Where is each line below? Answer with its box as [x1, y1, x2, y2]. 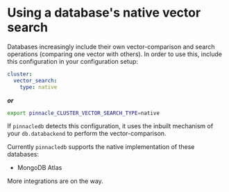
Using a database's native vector [7, 5, 201, 21]
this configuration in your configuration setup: [7, 57, 139, 65]
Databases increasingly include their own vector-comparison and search [7, 42, 215, 51]
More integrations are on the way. [7, 177, 104, 185]
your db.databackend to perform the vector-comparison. [7, 130, 167, 138]
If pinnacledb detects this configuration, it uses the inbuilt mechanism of [7, 122, 214, 130]
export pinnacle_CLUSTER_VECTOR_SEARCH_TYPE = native [7, 110, 160, 116]
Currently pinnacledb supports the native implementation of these [7, 143, 195, 151]
